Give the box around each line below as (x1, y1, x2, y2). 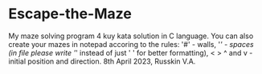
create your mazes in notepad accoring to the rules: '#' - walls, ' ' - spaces (8, 39, 255, 49)
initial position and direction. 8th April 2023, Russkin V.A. (8, 56, 196, 66)
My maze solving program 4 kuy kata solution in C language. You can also (8, 31, 254, 41)
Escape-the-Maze (8, 5, 133, 23)
